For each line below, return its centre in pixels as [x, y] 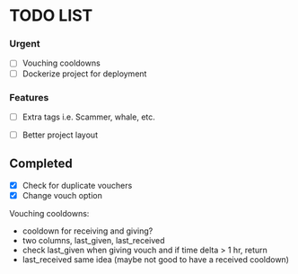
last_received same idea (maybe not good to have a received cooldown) [156, 259]
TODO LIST [51, 16]
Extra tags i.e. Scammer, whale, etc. [88, 117]
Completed [41, 164]
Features [29, 97]
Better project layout [60, 135]
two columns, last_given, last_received [93, 240]
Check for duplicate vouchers [77, 185]
